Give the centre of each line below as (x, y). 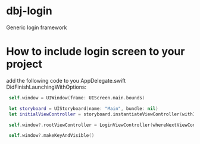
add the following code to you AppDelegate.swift (66, 80)
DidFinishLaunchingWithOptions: (46, 87)
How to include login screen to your (96, 51)
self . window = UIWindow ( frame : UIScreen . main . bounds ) (77, 98)
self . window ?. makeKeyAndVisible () (51, 136)
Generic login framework (37, 27)
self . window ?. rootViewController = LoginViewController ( (81, 125)
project (24, 64)
